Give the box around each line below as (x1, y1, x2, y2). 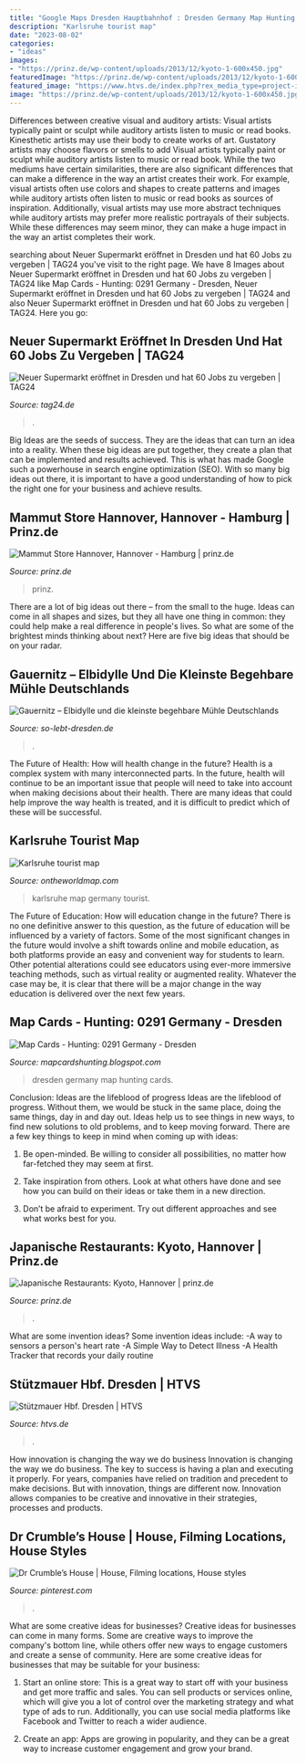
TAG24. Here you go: (9, 307, 88, 318)
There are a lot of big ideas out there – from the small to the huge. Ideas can (9, 602, 295, 613)
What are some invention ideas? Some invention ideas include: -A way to (9, 1330, 282, 1342)
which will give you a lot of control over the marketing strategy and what (22, 1696, 294, 1707)
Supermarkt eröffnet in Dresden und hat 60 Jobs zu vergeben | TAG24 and (9, 288, 291, 299)
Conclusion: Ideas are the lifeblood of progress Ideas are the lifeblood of (9, 1092, 282, 1103)
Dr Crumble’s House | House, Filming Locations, (9, 1528, 287, 1544)
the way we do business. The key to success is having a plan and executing (9, 1464, 294, 1474)
